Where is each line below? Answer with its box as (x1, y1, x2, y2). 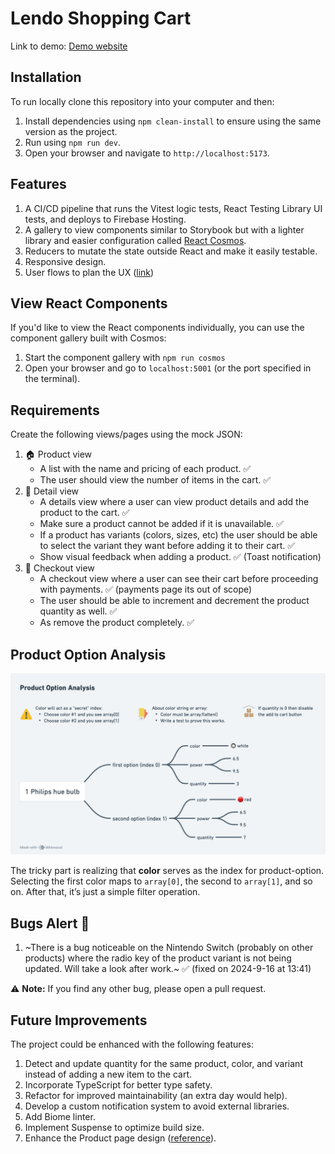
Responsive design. (24, 255, 107, 267)
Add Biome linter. (24, 1111, 96, 1123)
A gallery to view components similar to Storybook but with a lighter (24, 223, 305, 236)
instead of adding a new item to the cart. (24, 1068, 193, 1081)
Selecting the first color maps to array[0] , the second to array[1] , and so (10, 875, 313, 887)
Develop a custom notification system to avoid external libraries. (24, 1100, 290, 1112)
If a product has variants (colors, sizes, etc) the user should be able (39, 529, 318, 541)
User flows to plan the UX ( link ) (24, 266, 155, 278)
